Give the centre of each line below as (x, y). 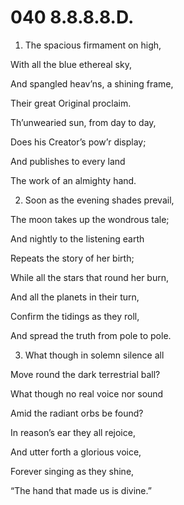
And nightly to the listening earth (77, 238)
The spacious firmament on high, (93, 45)
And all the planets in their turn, (75, 297)
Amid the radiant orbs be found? (77, 413)
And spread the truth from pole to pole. (91, 335)
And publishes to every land (68, 161)
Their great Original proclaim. (71, 103)
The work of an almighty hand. (73, 180)
